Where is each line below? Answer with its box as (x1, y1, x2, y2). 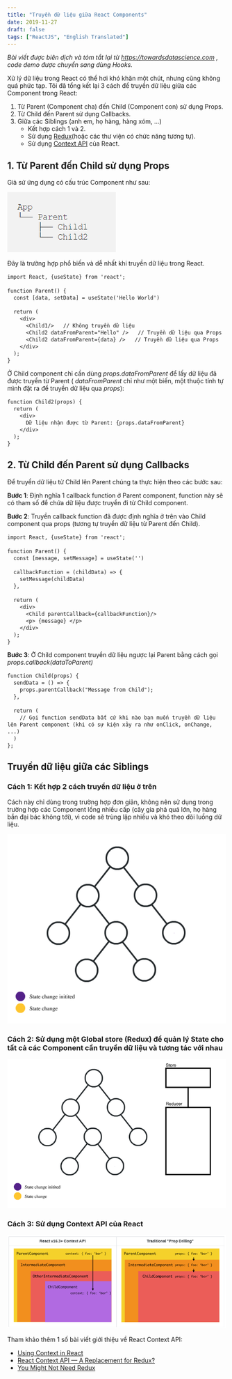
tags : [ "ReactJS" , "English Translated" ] (7, 33, 129, 40)
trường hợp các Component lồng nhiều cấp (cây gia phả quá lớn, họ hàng (7, 805, 217, 813)
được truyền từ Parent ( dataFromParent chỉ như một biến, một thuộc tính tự (7, 377, 224, 385)
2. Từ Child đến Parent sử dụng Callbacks (7, 459, 190, 471)
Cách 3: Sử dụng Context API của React (7, 1219, 144, 1229)
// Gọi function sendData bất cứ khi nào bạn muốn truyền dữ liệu (19, 714, 216, 721)
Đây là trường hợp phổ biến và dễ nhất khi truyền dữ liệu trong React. (7, 259, 205, 268)
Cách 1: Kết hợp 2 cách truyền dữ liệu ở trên (7, 782, 157, 792)
